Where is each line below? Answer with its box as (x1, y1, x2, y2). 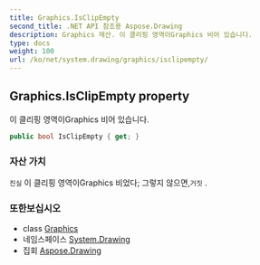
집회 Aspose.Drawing (22, 245, 102, 256)
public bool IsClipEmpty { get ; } (9, 132, 140, 141)
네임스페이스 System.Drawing (22, 234, 131, 245)
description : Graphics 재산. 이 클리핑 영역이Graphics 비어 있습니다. (9, 30, 253, 39)
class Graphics (22, 223, 79, 234)
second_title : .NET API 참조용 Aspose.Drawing (9, 22, 183, 31)
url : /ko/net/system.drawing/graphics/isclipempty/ (9, 55, 208, 64)
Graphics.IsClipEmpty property (9, 89, 190, 104)
